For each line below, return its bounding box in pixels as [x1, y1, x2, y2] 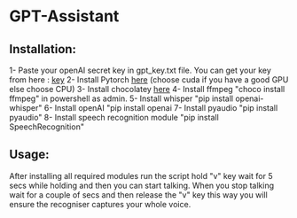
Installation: [9, 42, 77, 57]
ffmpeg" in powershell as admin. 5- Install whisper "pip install [9, 93, 234, 104]
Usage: [9, 147, 51, 162]
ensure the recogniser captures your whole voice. [9, 199, 191, 209]
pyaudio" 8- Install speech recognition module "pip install [9, 113, 219, 122]
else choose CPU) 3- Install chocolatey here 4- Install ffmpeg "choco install [9, 84, 285, 94]
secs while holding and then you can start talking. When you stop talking [9, 180, 275, 191]
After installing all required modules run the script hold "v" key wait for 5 [9, 170, 273, 181]
